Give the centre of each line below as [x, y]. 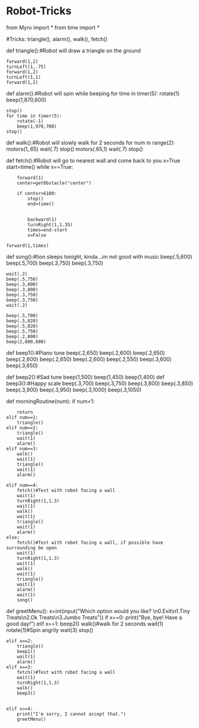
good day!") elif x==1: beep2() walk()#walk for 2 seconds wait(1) [85, 624]
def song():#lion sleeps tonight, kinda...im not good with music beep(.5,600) [99, 256]
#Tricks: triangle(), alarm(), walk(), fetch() [57, 39]
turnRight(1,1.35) [50, 225]
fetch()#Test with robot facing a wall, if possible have [90, 543]
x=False [37, 235]
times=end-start [48, 230]
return [25, 412]
